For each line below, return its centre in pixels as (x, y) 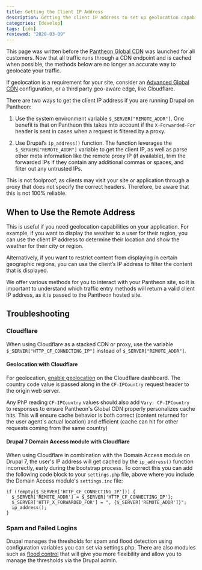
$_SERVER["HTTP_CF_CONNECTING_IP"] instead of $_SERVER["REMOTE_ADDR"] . (96, 350)
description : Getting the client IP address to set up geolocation (93, 17)
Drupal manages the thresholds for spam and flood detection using (89, 541)
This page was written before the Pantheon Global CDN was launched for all (101, 51)
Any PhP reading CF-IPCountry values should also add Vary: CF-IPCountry (98, 402)
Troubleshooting (38, 314)
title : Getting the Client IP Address (55, 12)
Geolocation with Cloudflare (42, 364)
